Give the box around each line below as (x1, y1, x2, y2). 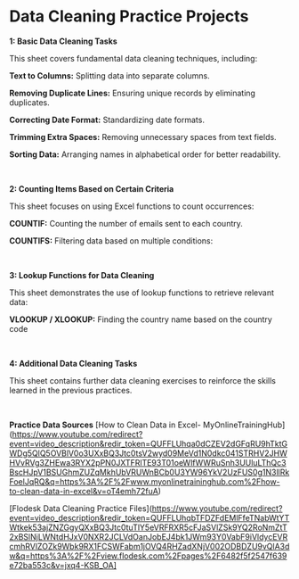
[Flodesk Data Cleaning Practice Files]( (9, 502, 153, 514)
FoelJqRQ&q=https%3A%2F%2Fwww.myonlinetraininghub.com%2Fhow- (9, 476, 280, 487)
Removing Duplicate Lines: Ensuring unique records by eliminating (9, 87, 256, 98)
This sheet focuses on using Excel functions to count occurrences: (9, 201, 255, 211)
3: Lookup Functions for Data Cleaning (9, 269, 155, 280)
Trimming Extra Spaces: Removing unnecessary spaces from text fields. (9, 131, 278, 142)
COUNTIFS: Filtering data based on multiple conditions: (9, 235, 214, 246)
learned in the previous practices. (9, 385, 133, 395)
